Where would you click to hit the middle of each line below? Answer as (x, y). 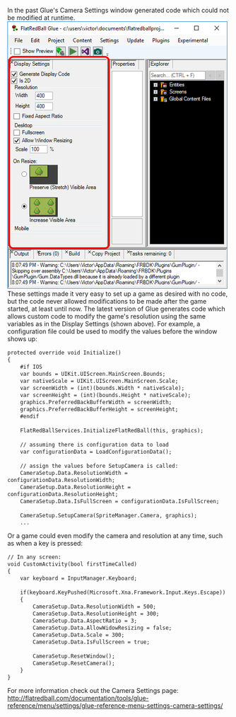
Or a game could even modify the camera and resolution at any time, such (115, 536)
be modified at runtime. (41, 18)
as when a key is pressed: (45, 543)
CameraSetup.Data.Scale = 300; (79, 635)
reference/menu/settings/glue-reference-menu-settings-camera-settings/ (115, 706)
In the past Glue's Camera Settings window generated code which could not (118, 10)
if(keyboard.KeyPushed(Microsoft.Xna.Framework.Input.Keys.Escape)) (123, 592)
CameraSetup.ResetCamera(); (74, 663)
